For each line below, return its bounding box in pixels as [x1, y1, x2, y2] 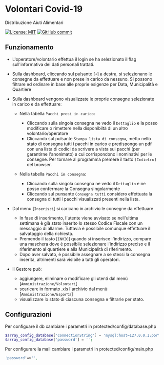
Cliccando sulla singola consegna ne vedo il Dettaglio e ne [26, 180, 146, 186]
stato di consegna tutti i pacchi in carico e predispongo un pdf [26, 141, 152, 147]
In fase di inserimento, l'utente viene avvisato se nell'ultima [19, 215, 139, 221]
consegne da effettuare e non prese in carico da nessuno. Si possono [12, 76, 153, 82]
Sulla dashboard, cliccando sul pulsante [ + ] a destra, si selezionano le [12, 71, 152, 77]
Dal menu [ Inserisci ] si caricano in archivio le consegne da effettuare [12, 205, 154, 211]
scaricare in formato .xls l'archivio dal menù [19, 286, 107, 292]
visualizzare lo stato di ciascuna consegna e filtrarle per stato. [19, 296, 144, 302]
